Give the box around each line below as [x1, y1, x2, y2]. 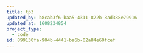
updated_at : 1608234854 [6, 20, 67, 26]
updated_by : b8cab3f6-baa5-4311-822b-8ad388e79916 [6, 15, 138, 21]
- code [12, 32, 29, 38]
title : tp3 [6, 9, 34, 15]
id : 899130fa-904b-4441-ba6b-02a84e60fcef [6, 37, 116, 43]
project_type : [6, 26, 43, 32]
